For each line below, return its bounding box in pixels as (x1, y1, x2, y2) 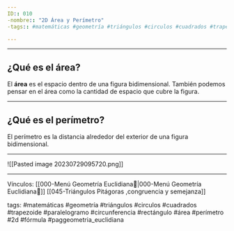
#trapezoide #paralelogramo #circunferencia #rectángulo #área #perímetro (7, 208, 224, 216)
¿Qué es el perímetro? (7, 114, 105, 126)
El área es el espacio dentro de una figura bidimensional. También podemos (7, 80, 226, 88)
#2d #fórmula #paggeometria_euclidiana (7, 216, 124, 223)
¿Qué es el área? (7, 61, 81, 73)
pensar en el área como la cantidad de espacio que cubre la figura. (7, 88, 200, 96)
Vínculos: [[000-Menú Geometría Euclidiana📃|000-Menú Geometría (7, 180, 202, 188)
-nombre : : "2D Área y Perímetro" (7, 17, 104, 24)
